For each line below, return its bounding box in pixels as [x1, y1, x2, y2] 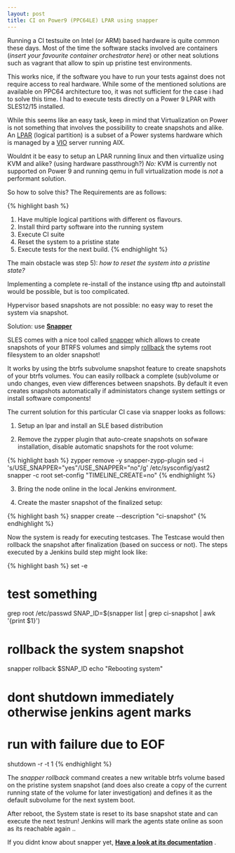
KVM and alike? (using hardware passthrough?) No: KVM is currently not [7, 159, 217, 167]
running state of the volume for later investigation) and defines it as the [7, 788, 213, 797]
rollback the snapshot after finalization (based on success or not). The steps [7, 540, 228, 549]
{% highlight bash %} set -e [7, 561, 88, 570]
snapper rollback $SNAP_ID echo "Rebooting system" [7, 665, 163, 673]
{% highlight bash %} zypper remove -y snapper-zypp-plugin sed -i [7, 456, 204, 464]
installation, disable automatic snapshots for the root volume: [17, 442, 194, 451]
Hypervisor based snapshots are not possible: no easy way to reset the [7, 300, 213, 309]
